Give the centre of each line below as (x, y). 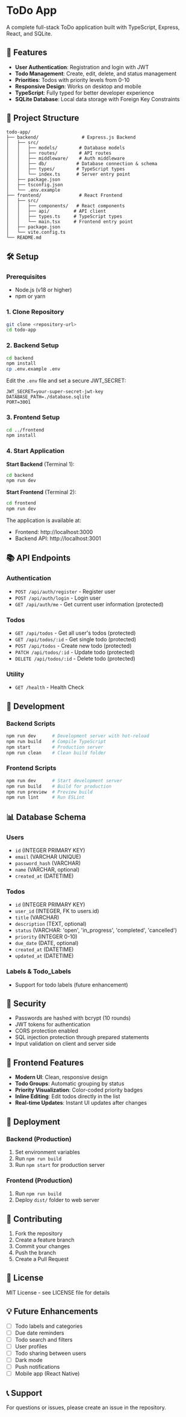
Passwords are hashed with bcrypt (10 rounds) (73, 1018)
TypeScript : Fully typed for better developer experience (85, 93)
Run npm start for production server (60, 1164)
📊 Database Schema (46, 817)
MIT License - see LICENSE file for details (58, 1292)
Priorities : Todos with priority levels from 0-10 (72, 80)
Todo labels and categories (49, 1326)
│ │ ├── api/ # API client (56, 211)
